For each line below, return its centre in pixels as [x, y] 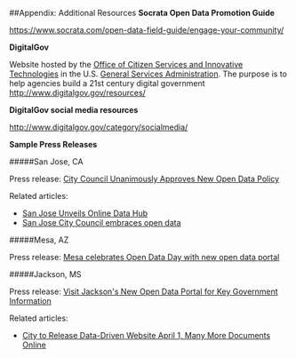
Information [30, 301]
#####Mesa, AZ [39, 240]
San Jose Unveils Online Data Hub [85, 213]
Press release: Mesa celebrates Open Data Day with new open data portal [144, 257]
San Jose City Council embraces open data [101, 223]
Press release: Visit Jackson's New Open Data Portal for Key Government [144, 291]
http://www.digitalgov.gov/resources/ [78, 93]
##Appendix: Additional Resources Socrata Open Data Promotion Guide [142, 13]
